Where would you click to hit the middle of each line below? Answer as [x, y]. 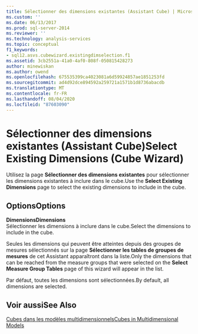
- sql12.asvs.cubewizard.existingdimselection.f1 [68, 55]
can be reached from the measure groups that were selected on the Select [97, 263]
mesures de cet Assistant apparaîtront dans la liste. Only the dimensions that [99, 256]
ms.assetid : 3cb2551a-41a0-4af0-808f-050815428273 [70, 61]
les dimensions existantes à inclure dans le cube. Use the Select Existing [94, 181]
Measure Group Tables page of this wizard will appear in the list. [85, 269]
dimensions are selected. [37, 286]
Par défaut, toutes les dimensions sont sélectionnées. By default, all [88, 280]
